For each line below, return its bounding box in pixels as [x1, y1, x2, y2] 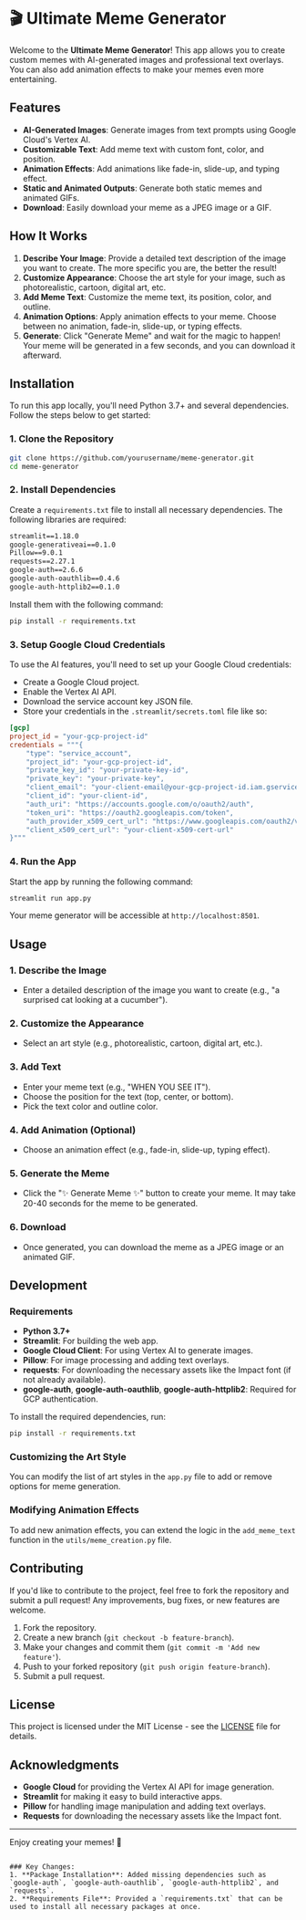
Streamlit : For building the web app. [22, 1335, 159, 1347]
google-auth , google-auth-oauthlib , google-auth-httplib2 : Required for [22, 1384, 297, 1395]
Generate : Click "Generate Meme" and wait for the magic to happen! [22, 330, 280, 341]
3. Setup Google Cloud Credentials [9, 638, 166, 651]
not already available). [22, 1374, 107, 1385]
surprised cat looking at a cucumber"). [22, 995, 168, 1006]
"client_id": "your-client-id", [25, 791, 148, 800]
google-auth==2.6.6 [9, 566, 84, 575]
